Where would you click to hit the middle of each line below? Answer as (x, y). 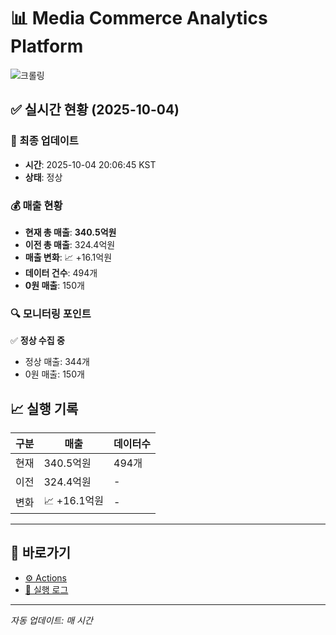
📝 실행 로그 (46, 589)
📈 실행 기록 (44, 408)
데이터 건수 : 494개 (61, 272)
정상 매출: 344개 (57, 362)
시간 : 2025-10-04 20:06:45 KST (90, 164)
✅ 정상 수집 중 (37, 341)
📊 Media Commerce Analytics (139, 18)
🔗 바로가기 (41, 553)
